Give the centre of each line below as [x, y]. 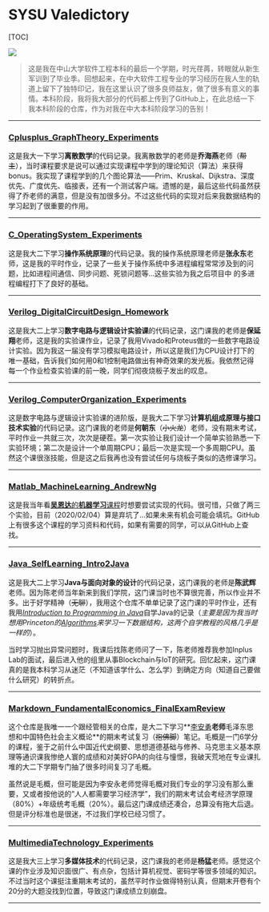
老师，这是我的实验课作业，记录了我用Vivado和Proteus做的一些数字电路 [134, 340]
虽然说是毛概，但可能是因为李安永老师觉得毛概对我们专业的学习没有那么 [127, 784]
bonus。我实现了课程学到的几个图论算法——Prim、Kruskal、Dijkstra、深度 [131, 176]
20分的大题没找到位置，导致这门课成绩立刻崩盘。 [90, 891]
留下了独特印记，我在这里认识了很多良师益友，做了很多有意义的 [147, 88]
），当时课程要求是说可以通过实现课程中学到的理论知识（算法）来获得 [129, 166]
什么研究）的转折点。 [43, 680]
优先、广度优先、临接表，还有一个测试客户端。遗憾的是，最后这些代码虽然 [131, 186]
